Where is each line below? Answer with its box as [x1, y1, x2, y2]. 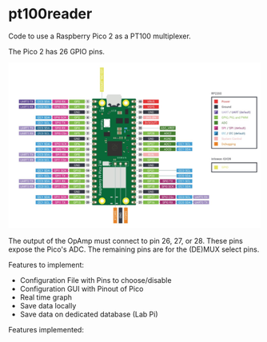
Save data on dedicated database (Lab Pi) [19, 309, 158, 320]
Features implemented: [8, 325, 84, 335]
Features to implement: [8, 260, 85, 270]
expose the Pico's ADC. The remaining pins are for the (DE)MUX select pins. [8, 245, 260, 254]
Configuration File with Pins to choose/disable [19, 276, 172, 285]
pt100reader [8, 5, 93, 23]
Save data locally [19, 301, 77, 311]
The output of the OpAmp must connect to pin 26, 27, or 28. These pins [8, 237, 244, 246]
